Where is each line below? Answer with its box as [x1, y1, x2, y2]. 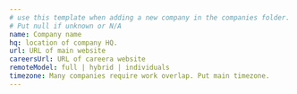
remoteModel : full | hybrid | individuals [9, 64, 170, 73]
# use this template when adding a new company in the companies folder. [9, 13, 291, 22]
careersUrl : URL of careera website [9, 55, 146, 64]
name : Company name [9, 30, 82, 38]
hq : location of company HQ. [9, 38, 118, 47]
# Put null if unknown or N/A [9, 21, 123, 30]
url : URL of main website [9, 47, 106, 56]
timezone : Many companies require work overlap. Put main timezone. [9, 72, 270, 81]
